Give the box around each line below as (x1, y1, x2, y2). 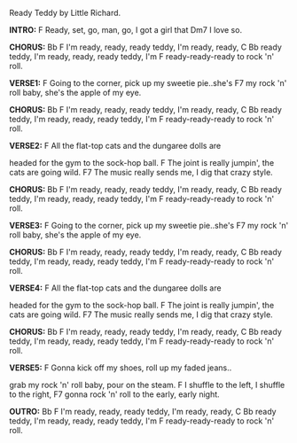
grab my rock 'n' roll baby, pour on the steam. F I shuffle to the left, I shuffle (9, 380, 285, 390)
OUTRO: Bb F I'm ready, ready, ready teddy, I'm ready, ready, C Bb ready (9, 407, 277, 416)
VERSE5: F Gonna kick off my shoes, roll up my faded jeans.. (9, 362, 232, 373)
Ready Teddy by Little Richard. (9, 8, 121, 18)
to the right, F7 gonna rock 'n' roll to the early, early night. (9, 389, 220, 400)
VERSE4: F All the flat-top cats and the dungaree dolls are (9, 283, 222, 293)
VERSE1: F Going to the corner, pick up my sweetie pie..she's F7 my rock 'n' (9, 78, 287, 88)
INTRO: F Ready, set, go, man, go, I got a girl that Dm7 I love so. (9, 25, 242, 35)
